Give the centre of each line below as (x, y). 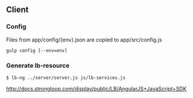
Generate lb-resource (38, 65)
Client (17, 10)
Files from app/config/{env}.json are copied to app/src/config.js (84, 39)
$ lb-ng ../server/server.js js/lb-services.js (66, 78)
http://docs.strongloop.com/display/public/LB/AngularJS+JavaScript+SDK (96, 88)
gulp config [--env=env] (37, 50)
